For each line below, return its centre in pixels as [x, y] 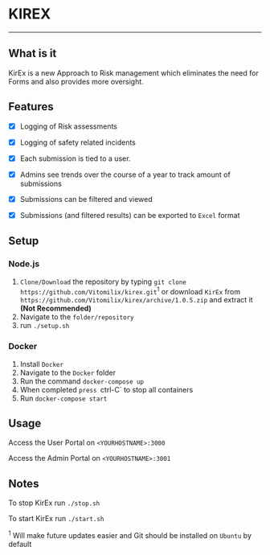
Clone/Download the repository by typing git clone [103, 282]
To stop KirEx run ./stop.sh [54, 503]
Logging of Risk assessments [69, 126]
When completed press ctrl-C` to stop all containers [106, 389]
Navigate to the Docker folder [68, 372]
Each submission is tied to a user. [75, 158]
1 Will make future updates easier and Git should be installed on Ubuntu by [130, 534]
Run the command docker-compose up [82, 381]
